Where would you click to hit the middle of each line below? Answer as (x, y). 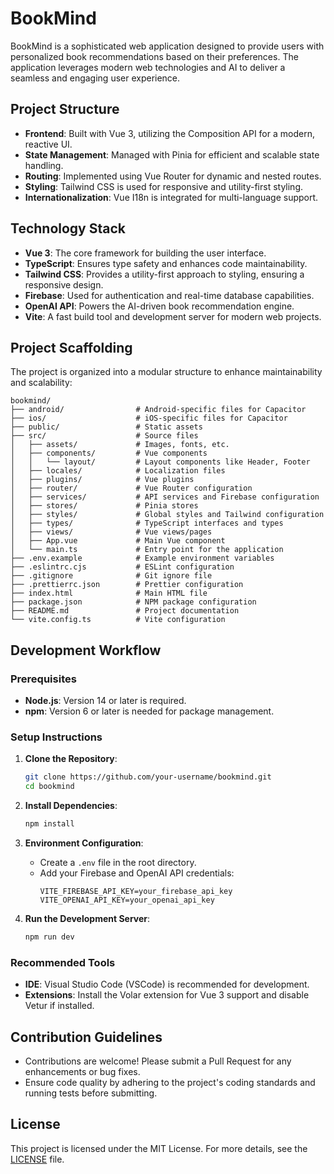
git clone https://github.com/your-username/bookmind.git (148, 777)
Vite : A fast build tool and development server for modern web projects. (173, 316)
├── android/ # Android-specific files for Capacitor (158, 410)
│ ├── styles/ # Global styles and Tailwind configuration (167, 515)
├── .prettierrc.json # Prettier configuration (127, 585)
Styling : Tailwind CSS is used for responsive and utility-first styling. (164, 186)
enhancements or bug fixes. (82, 1071)
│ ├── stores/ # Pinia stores (104, 506)
